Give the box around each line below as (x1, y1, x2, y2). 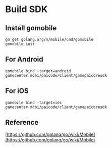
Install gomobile (5, 24, 57, 32)
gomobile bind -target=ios (5, 100, 62, 105)
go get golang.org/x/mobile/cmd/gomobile (5, 37, 94, 42)
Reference (5, 118, 39, 127)
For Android (5, 55, 43, 64)
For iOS (5, 87, 29, 95)
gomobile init (5, 41, 35, 46)
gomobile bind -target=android (5, 68, 71, 74)
